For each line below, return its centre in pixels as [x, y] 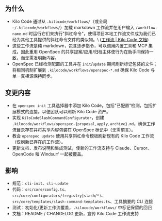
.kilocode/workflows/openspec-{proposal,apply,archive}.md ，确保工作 [83, 123]
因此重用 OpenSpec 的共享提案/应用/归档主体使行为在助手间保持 [85, 51]
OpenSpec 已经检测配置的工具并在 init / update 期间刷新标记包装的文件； [85, 64]
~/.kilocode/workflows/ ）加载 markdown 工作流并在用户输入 [73, 27]
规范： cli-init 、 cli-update [40, 183]
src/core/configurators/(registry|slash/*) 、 [59, 195]
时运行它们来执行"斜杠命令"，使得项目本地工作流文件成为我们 [90, 34]
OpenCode [23, 154]
